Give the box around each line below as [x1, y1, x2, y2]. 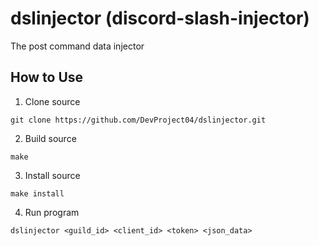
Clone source [24, 95, 81, 107]
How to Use [10, 69, 84, 86]
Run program [24, 206, 80, 218]
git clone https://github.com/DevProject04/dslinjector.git [10, 115, 267, 125]
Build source [24, 132, 77, 144]
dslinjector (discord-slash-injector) [10, 7, 310, 30]
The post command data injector [10, 40, 145, 52]
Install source [24, 169, 81, 181]
